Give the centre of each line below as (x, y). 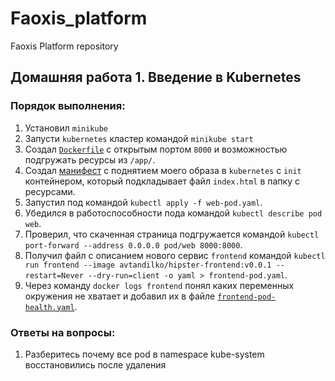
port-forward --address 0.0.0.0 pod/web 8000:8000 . (133, 244)
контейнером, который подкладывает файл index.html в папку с (162, 181)
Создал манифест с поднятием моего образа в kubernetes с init (163, 170)
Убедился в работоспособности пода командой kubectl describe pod (173, 213)
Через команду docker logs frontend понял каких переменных (159, 285)
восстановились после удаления (95, 364)
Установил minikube (66, 128)
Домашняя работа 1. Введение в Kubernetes (156, 77)
